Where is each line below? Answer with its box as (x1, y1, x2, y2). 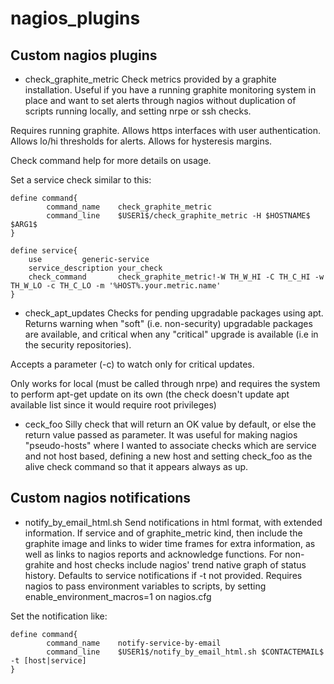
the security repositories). (24, 339, 132, 351)
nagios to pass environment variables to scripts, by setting (24, 580, 267, 592)
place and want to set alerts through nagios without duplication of (24, 95, 297, 106)
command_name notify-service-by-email (46, 638, 222, 648)
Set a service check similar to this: (10, 174, 152, 186)
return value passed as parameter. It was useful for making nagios (24, 429, 298, 441)
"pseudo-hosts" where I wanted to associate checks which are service (24, 440, 317, 451)
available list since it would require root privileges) (10, 399, 217, 411)
